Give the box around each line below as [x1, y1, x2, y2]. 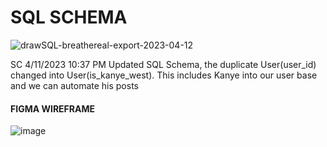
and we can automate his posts [10, 79, 139, 91]
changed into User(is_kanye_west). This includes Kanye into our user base [10, 69, 318, 81]
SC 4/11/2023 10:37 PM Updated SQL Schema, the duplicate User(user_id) [10, 58, 317, 70]
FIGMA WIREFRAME [10, 102, 96, 115]
